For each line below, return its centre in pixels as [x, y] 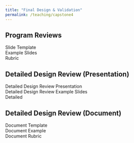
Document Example [26, 130]
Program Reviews [34, 35]
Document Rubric [24, 136]
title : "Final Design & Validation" [44, 10]
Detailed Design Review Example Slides [46, 92]
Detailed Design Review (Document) [63, 113]
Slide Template [21, 47]
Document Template [26, 125]
